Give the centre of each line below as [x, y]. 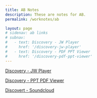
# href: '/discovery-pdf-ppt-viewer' [49, 56]
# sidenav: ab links [27, 33]
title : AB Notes [22, 10]
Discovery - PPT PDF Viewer [35, 80]
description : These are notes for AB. [45, 15]
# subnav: [15, 38]
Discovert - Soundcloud [30, 90]
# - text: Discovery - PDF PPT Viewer [48, 52]
